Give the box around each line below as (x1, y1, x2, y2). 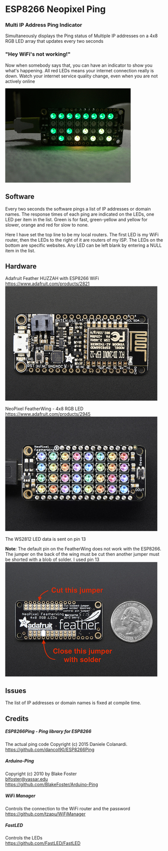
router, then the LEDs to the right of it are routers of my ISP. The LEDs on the (5, 237, 163, 243)
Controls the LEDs (5, 835, 43, 841)
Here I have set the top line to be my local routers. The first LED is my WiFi (5, 231, 159, 237)
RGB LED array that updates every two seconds (5, 38, 104, 44)
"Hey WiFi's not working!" (5, 51, 71, 58)
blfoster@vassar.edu (5, 776, 48, 782)
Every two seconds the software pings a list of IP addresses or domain (5, 206, 151, 212)
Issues (5, 686, 27, 695)
